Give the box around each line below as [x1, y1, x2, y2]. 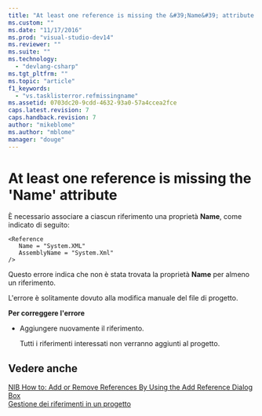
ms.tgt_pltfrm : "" [8, 70, 68, 78]
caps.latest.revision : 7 [8, 107, 89, 115]
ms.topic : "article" [8, 77, 76, 85]
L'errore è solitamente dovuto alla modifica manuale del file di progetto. [8, 294, 238, 303]
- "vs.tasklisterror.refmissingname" [15, 92, 139, 100]
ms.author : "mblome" [8, 128, 76, 136]
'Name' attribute [8, 186, 118, 204]
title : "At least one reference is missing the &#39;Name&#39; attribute [8, 11, 255, 20]
